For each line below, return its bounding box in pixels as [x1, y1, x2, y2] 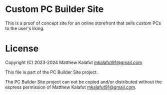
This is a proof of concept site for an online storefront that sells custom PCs [5, 20, 161, 26]
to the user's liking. [5, 25, 45, 31]
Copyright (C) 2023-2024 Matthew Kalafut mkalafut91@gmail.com [5, 59, 142, 65]
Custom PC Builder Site [5, 3, 104, 15]
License [5, 43, 39, 54]
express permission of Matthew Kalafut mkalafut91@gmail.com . [5, 84, 136, 90]
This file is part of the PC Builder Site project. [5, 69, 98, 75]
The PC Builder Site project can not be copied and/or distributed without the [5, 78, 162, 84]
